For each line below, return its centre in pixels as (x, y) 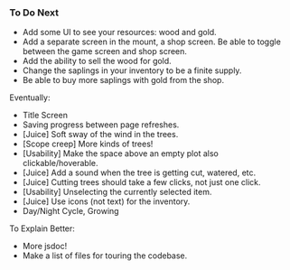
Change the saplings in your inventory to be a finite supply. (132, 70)
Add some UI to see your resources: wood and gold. (119, 33)
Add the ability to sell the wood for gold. (97, 61)
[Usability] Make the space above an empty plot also (120, 154)
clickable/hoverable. (60, 163)
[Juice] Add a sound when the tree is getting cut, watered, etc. (139, 172)
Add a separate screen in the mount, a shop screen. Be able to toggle (152, 42)
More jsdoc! (45, 247)
